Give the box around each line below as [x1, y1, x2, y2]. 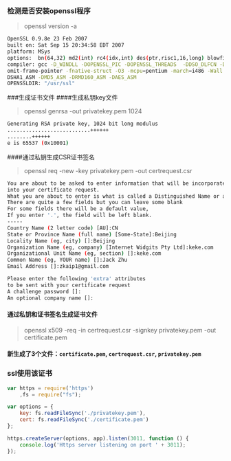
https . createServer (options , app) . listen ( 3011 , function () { [7, 435, 189, 442]
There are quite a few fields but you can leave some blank [7, 199, 184, 206]
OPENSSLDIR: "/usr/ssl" [7, 80, 76, 87]
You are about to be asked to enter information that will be [7, 180, 189, 187]
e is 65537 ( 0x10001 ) [7, 139, 69, 146]
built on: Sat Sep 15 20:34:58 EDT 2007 [7, 42, 125, 49]
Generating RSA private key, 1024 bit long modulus [7, 120, 158, 128]
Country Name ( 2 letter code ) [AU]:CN [7, 225, 118, 232]
